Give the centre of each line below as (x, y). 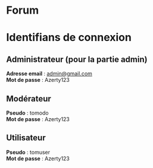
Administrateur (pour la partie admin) (77, 59)
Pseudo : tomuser (28, 152)
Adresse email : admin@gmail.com (49, 74)
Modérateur (29, 99)
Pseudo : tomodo (27, 113)
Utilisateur (26, 138)
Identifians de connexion (69, 38)
